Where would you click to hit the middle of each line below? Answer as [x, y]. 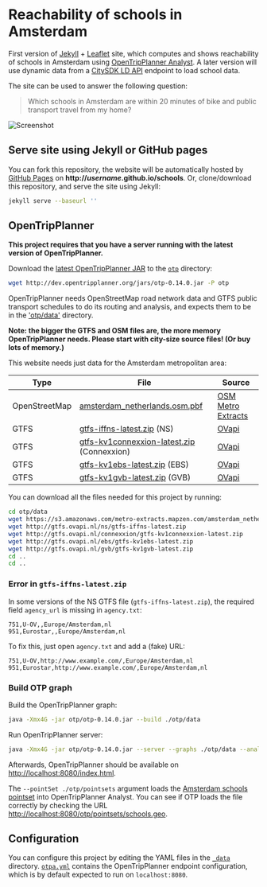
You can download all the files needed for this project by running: [115, 497]
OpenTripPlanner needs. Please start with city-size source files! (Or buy [130, 339]
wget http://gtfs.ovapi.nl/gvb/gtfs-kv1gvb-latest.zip [101, 549]
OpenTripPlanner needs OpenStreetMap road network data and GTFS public [133, 298]
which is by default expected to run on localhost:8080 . [98, 875]
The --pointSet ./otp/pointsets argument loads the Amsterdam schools [128, 788]
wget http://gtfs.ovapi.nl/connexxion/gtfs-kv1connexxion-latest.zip [126, 534]
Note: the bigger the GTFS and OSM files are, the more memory [114, 331]
